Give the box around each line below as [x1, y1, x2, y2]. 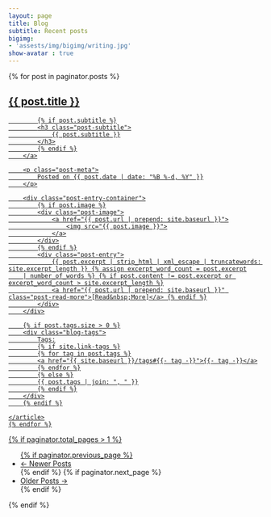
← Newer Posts [19, 458, 72, 469]
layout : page [8, 11, 52, 20]
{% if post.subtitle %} [37, 116, 117, 124]
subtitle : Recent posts [8, 27, 89, 35]
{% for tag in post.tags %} [37, 349, 131, 358]
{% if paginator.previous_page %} [19, 450, 133, 460]
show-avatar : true [8, 49, 74, 57]
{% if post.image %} [37, 201, 106, 209]
